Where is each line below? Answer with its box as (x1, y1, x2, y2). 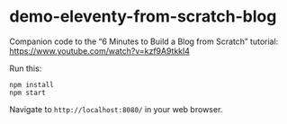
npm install (9, 80, 54, 89)
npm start (9, 88, 47, 97)
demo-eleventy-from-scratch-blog (9, 6, 277, 27)
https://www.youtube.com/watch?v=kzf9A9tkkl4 (9, 45, 191, 56)
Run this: (9, 63, 42, 74)
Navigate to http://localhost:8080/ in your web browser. (9, 103, 223, 114)
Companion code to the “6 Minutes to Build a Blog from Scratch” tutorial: (9, 36, 279, 47)
